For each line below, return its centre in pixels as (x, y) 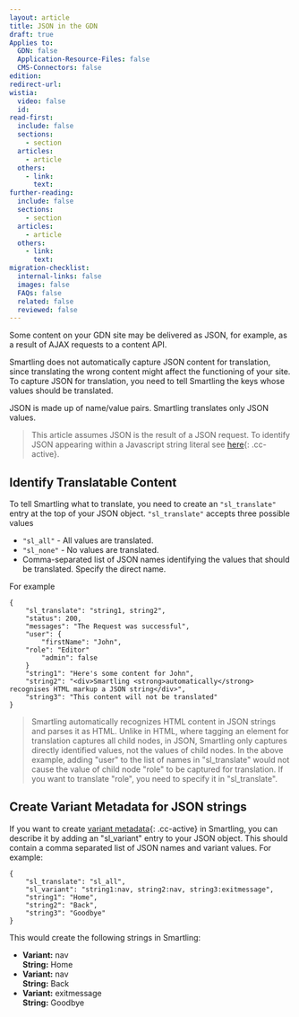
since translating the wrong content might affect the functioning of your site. (150, 372)
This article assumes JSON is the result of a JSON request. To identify (161, 435)
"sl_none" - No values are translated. (90, 550)
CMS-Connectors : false (60, 68)
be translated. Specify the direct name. (94, 569)
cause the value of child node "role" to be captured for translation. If (157, 769)
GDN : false (38, 51)
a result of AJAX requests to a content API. (88, 345)
